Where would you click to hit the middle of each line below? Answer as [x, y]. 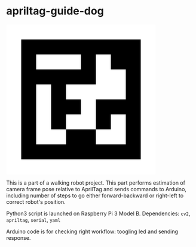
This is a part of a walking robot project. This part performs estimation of [96, 183]
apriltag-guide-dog [55, 11]
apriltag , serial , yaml [33, 219]
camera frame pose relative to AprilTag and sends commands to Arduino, [97, 189]
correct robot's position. [36, 201]
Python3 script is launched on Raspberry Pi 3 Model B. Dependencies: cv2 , [98, 213]
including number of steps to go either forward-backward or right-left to [95, 195]
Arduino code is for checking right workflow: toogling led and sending [92, 231]
